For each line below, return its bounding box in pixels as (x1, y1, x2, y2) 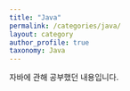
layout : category (9, 29, 74, 38)
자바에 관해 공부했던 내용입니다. (9, 72, 119, 83)
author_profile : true (9, 37, 90, 47)
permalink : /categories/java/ (9, 21, 122, 30)
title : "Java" (9, 12, 62, 22)
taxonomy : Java (9, 46, 66, 55)
